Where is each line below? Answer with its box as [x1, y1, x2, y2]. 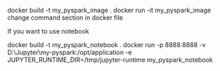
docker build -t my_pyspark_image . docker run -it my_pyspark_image [7, 6, 211, 14]
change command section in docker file [7, 13, 123, 22]
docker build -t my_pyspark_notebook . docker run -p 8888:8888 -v [7, 41, 206, 49]
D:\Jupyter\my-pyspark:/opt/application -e [7, 49, 133, 56]
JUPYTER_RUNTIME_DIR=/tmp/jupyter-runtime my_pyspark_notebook [7, 56, 213, 64]
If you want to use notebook [7, 27, 90, 35]
